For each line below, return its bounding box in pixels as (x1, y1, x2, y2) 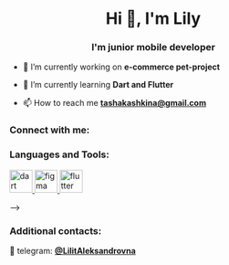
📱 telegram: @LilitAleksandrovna (9, 246, 137, 256)
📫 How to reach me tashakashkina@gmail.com (22, 98, 207, 109)
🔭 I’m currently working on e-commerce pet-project (22, 61, 221, 72)
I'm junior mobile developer (90, 41, 216, 54)
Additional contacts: (9, 224, 102, 237)
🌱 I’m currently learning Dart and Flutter (22, 79, 174, 90)
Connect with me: (9, 123, 90, 136)
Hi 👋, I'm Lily (105, 8, 202, 29)
